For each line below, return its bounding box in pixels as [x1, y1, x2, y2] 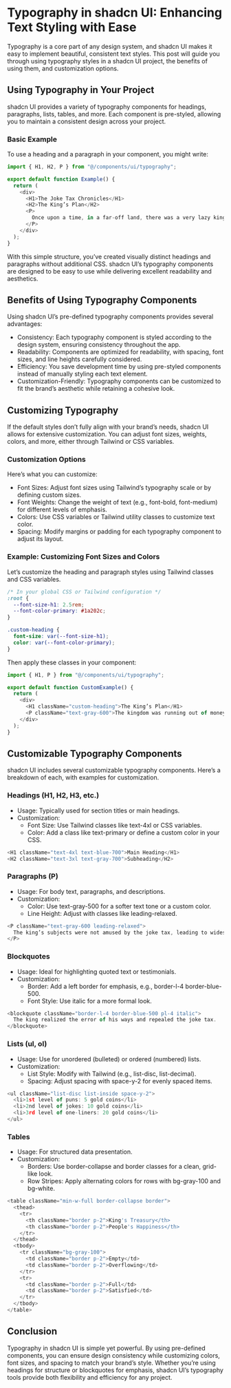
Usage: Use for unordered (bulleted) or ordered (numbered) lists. [16, 1054, 201, 1063]
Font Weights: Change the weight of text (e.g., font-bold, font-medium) [16, 498, 218, 507]
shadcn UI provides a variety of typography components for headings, [7, 102, 207, 111]
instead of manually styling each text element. [16, 370, 148, 378]
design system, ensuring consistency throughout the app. [16, 340, 181, 349]
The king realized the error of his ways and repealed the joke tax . [13, 1017, 217, 1023]
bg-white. [27, 1184, 55, 1193]
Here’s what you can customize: [7, 470, 98, 478]
